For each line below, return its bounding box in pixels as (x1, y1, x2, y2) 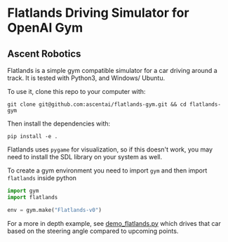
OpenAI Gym (7, 20, 83, 36)
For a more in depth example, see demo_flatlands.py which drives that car (7, 219, 221, 227)
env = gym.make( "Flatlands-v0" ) (7, 206, 102, 213)
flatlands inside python (7, 174, 77, 182)
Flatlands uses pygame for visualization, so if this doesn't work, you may (7, 145, 213, 154)
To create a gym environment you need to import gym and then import (7, 166, 208, 175)
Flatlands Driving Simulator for (7, 5, 189, 21)
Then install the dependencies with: (7, 119, 111, 128)
